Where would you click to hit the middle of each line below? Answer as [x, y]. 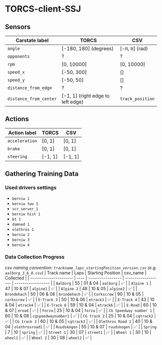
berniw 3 [21, 240]
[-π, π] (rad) [134, 48]
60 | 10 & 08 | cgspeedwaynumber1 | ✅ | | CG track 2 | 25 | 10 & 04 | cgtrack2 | [80, 315]
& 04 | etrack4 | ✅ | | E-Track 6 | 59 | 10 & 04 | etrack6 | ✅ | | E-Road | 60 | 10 [81, 305]
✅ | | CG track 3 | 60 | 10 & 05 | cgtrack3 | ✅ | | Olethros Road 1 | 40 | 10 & [79, 321]
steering [17, 157]
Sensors [18, 27]
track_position [137, 99]
